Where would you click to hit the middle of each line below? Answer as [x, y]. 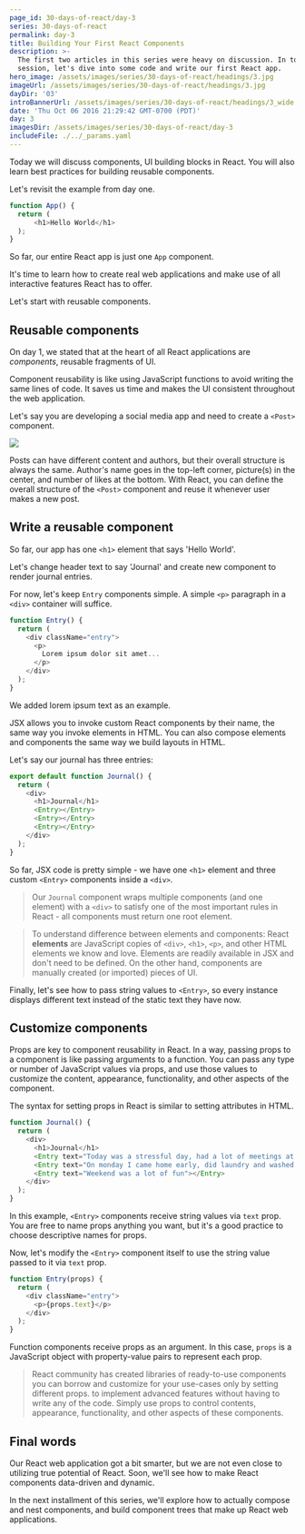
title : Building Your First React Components [97, 43]
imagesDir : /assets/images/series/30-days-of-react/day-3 [121, 128]
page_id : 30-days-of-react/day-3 [73, 18]
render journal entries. [51, 576]
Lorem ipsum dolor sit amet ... [101, 654]
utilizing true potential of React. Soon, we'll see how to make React [134, 1473]
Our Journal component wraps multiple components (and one [147, 897]
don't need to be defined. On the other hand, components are [147, 962]
